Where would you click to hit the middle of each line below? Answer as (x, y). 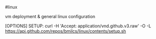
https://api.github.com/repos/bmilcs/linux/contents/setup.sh (66, 31)
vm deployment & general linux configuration (50, 16)
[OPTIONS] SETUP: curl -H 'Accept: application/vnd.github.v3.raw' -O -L (78, 26)
